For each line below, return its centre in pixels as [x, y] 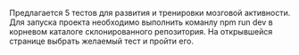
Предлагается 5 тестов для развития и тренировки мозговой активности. [150, 13]
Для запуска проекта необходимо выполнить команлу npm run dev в [141, 22]
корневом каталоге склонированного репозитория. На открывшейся [141, 31]
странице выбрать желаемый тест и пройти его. [102, 41]
